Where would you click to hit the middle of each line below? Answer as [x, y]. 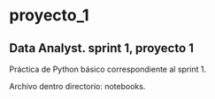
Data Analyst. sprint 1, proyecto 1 [102, 48]
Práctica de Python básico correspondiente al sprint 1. [107, 69]
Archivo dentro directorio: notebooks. [77, 86]
